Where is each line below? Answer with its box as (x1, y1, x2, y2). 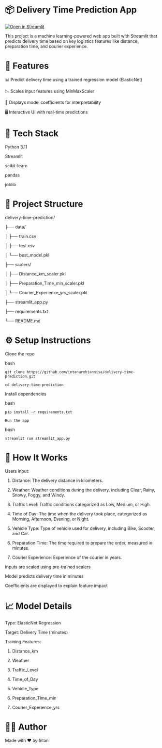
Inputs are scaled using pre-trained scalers (5, 564, 91, 570)
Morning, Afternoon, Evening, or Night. (12, 516, 89, 522)
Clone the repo (5, 350, 35, 357)
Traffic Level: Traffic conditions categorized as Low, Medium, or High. (12, 501, 151, 507)
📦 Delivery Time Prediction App (5, 4, 137, 16)
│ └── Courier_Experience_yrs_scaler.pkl (5, 289, 88, 295)
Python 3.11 (5, 144, 28, 150)
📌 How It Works (5, 452, 68, 463)
